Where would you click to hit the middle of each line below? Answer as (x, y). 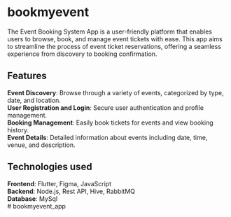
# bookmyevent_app (37, 206)
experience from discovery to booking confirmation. (82, 54)
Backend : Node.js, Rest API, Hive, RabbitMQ (71, 191)
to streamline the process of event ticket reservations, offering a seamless (114, 46)
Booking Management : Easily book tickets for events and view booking (110, 122)
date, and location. (34, 100)
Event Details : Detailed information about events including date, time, (107, 137)
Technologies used (50, 167)
